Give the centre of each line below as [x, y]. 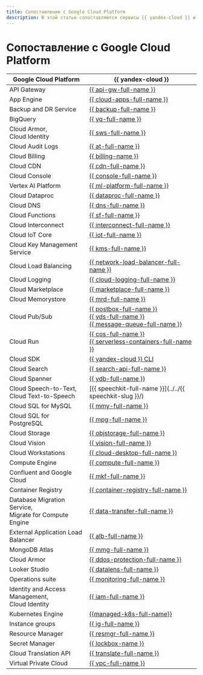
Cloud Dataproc [32, 196]
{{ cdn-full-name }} [117, 166]
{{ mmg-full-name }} [119, 550]
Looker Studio [29, 570]
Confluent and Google [40, 473]
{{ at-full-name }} [114, 147]
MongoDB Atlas [31, 550]
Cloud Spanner [31, 379]
